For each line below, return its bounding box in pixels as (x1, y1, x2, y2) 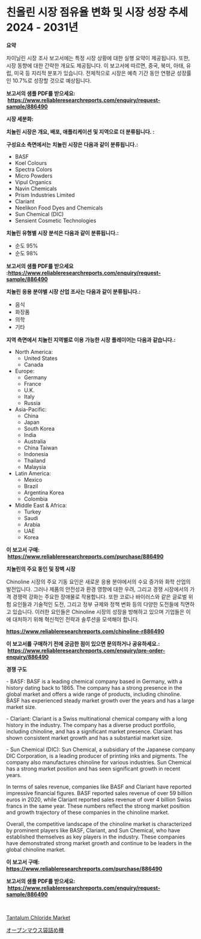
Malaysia (23, 463, 46, 470)
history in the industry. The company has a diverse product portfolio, (6, 721, 176, 728)
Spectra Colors (14, 166, 53, 173)
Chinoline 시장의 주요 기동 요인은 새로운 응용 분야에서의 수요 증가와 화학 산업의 (6, 578, 191, 585)
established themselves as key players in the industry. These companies (6, 833, 185, 840)
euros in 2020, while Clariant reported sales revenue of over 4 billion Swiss (6, 796, 192, 803)
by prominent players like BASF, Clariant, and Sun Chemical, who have (6, 826, 181, 834)
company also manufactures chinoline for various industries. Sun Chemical (6, 758, 192, 766)
